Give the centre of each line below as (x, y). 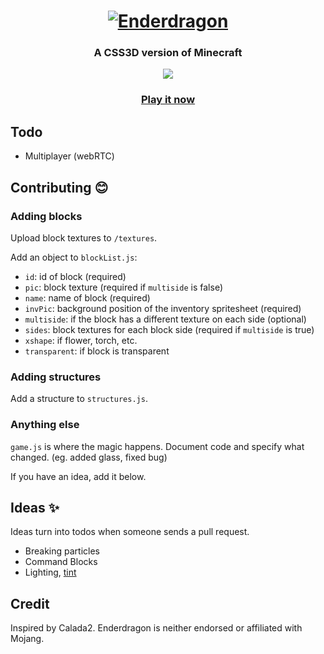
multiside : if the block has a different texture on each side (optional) (165, 319)
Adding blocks (46, 216)
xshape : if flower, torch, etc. (81, 340)
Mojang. (27, 639)
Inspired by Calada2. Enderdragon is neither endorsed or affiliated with (156, 628)
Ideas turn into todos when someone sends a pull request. (130, 532)
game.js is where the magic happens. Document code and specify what (157, 446)
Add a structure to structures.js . (79, 399)
